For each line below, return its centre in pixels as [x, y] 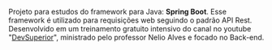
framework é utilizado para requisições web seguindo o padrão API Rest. [130, 20]
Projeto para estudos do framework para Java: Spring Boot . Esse [118, 12]
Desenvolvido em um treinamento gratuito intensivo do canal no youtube [130, 29]
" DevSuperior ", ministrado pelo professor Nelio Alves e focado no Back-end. [136, 37]
